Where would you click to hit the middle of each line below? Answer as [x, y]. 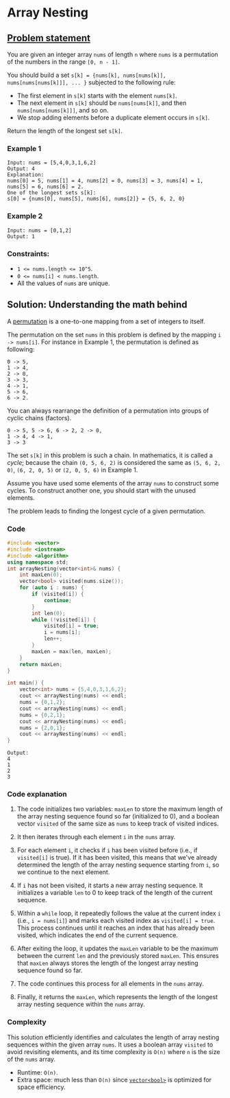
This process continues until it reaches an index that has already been [116, 928]
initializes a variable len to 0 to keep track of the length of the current [115, 893]
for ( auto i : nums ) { [52, 588]
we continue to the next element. [63, 872]
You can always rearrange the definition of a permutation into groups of [108, 411]
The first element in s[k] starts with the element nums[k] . [97, 95]
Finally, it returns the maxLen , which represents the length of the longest [117, 997]
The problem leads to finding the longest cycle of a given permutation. [106, 511]
